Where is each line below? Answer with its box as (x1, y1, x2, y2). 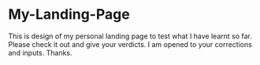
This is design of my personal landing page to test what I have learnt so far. (8, 31, 252, 41)
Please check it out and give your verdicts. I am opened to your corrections (8, 39, 252, 49)
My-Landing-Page (8, 5, 130, 23)
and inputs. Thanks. (8, 48, 72, 57)
